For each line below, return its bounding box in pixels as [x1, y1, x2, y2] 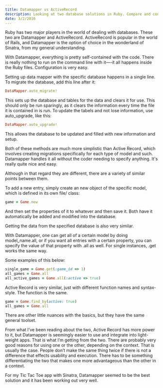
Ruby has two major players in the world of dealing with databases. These [5, 30, 153, 35]
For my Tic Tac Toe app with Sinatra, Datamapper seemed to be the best [5, 372, 150, 378]
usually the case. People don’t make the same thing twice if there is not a [5, 348, 151, 354]
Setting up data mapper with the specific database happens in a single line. [5, 74, 156, 80]
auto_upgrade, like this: [5, 113, 52, 119]
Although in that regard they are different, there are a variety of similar [5, 170, 146, 176]
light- [137, 332, 149, 338]
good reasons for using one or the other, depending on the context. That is [5, 342, 154, 348]
